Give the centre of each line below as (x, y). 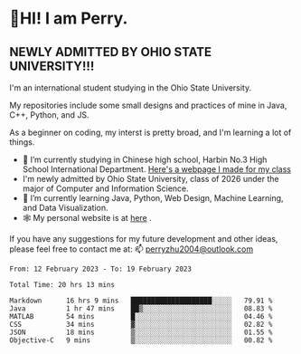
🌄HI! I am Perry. (69, 19)
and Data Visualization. (65, 208)
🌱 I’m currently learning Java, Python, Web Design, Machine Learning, (153, 198)
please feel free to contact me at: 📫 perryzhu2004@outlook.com (132, 249)
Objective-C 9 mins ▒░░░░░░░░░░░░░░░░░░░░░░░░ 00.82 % (141, 340)
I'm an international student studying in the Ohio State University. (130, 88)
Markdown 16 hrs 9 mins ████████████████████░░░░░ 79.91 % (141, 301)
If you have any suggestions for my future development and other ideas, (144, 239)
